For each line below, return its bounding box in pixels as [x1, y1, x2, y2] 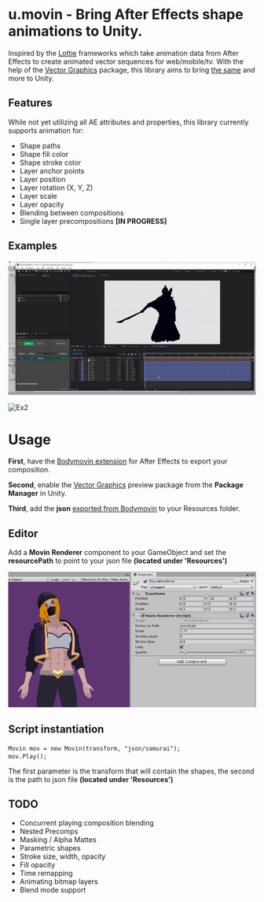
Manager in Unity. [8, 489, 67, 498]
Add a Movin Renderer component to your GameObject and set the [8, 548, 226, 557]
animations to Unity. [8, 22, 143, 40]
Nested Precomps [19, 826, 79, 837]
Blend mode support [19, 885, 86, 895]
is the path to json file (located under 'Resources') [8, 774, 174, 784]
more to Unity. [8, 73, 54, 83]
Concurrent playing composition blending [19, 818, 155, 828]
